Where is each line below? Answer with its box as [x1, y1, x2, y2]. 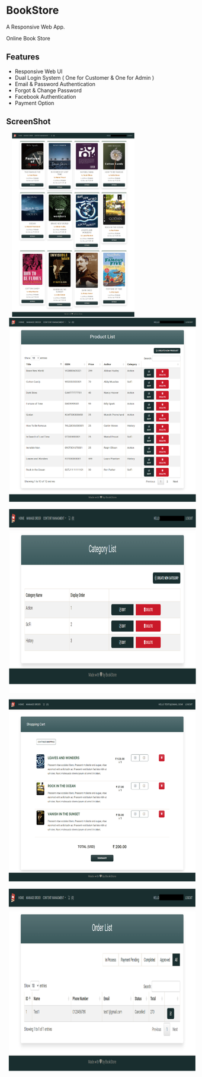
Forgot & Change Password [14, 87, 82, 94]
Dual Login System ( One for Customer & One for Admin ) [14, 74, 155, 81]
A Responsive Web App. [6, 23, 65, 30]
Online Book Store [6, 34, 50, 42]
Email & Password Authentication [14, 80, 96, 87]
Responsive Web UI [14, 68, 63, 75]
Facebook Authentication [14, 93, 76, 100]
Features [6, 52, 40, 62]
